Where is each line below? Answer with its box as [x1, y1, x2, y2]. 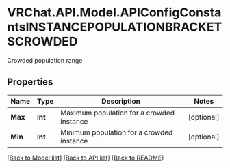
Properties [7, 76, 53, 88]
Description [101, 96, 141, 106]
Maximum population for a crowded [60, 108, 175, 117]
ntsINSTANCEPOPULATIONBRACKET [7, 19, 222, 35]
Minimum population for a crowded [60, 128, 173, 137]
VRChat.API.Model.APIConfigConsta [7, 5, 222, 20]
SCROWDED [7, 34, 78, 49]
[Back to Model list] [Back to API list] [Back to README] [7, 154, 164, 162]
